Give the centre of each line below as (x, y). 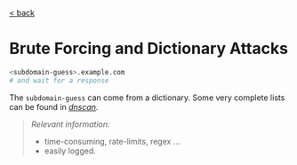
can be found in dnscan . (54, 106)
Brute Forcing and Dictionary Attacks (149, 49)
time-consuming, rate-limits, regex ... (112, 141)
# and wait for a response (59, 80)
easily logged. (70, 151)
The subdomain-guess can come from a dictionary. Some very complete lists (147, 98)
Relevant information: (70, 124)
